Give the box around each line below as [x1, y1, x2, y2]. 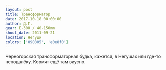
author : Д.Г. [5, 21, 33, 26]
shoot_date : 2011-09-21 [5, 30, 55, 35]
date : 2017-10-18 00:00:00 [5, 16, 62, 21]
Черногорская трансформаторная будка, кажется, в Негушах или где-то [5, 53, 161, 59]
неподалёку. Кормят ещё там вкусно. [5, 58, 86, 65]
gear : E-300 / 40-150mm [5, 26, 55, 31]
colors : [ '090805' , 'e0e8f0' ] [5, 40, 69, 45]
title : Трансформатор [5, 12, 51, 17]
